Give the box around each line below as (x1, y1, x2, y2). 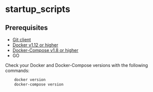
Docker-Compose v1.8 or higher (12, 47, 78, 53)
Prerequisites (5, 23, 48, 32)
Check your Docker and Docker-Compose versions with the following (5, 62, 148, 68)
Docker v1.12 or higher (12, 42, 58, 48)
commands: (5, 67, 30, 73)
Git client (12, 36, 31, 42)
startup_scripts (5, 3, 70, 15)
